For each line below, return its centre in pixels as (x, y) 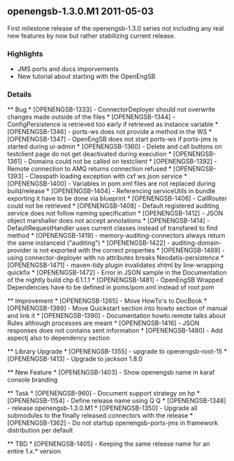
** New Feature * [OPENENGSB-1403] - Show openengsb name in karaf (111, 372)
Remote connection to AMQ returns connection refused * (90, 169)
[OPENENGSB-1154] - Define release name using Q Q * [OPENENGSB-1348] (117, 401)
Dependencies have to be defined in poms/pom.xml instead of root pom (111, 287)
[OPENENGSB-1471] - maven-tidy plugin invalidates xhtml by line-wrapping (115, 265)
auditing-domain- (197, 243)
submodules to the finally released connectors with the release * (100, 416)
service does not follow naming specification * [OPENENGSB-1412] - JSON (115, 213)
